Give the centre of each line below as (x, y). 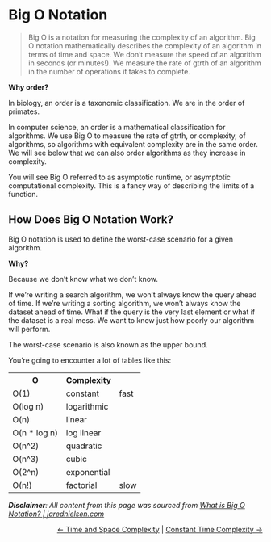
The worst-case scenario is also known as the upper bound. (108, 344)
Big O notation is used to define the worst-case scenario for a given (121, 239)
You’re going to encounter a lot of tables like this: (90, 360)
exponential (88, 472)
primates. (24, 111)
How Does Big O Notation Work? (91, 220)
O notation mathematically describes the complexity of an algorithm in (145, 45)
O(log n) (28, 406)
